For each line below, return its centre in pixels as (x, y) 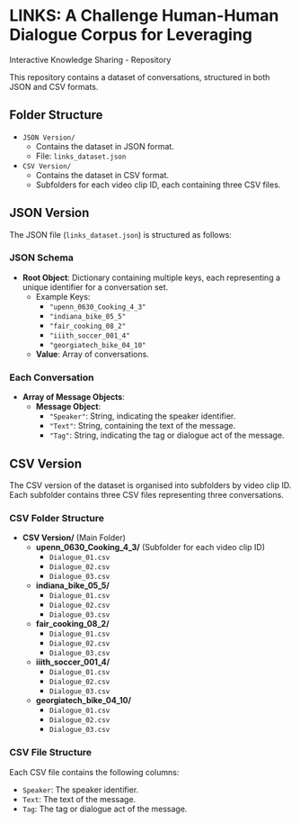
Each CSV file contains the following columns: (94, 772)
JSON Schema (41, 258)
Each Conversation (52, 377)
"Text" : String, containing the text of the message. (142, 426)
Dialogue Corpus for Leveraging (131, 35)
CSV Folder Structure (57, 518)
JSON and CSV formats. (54, 86)
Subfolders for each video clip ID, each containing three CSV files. (158, 185)
